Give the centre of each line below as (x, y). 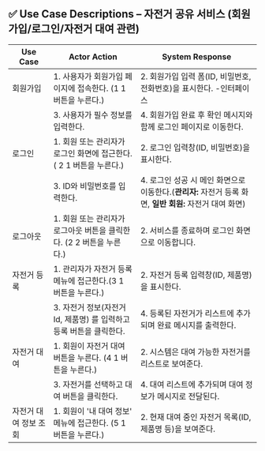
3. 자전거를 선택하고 (88, 384)
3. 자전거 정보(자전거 (90, 307)
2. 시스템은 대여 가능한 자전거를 (196, 351)
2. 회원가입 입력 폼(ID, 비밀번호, (196, 76)
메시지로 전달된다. (188, 396)
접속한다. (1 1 (101, 88)
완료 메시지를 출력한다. (196, 325)
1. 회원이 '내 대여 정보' (93, 411)
